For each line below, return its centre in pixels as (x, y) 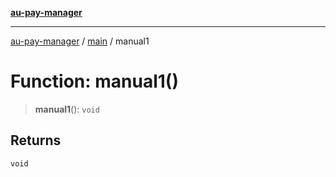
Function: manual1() (94, 81)
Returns (36, 140)
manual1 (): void (67, 109)
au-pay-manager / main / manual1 (80, 41)
